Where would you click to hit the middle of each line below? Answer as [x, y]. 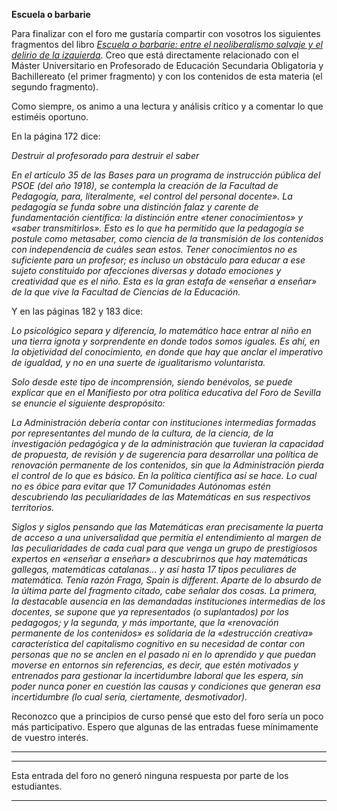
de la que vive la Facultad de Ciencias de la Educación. [126, 292]
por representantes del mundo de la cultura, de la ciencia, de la [142, 433]
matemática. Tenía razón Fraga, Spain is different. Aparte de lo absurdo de [166, 580]
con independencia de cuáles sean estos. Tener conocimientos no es [154, 249]
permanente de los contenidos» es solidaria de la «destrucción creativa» [162, 633]
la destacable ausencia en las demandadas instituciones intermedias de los [168, 601]
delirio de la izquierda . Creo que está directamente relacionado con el [155, 55]
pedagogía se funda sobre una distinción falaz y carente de [135, 207]
